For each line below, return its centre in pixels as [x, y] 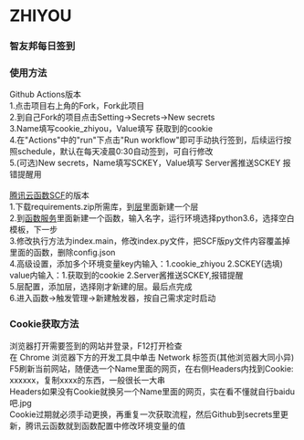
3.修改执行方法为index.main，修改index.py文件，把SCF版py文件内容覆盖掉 [150, 241]
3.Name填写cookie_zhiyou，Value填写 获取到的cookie [111, 129]
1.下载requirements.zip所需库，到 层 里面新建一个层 [104, 207]
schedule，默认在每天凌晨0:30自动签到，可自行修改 [115, 152]
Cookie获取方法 [44, 324]
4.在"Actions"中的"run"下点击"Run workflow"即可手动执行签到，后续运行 [147, 140]
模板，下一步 [33, 230]
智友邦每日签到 [42, 47]
